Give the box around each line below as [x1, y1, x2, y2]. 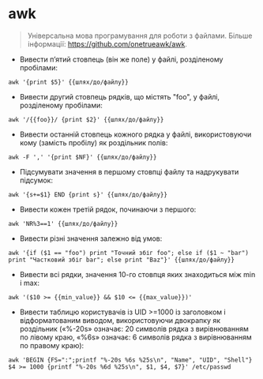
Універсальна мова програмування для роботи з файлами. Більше [27, 31, 253, 40]
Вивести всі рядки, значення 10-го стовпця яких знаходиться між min [19, 269, 256, 279]
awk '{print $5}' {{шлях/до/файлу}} [8, 78, 129, 86]
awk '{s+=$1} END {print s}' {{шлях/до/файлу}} [8, 190, 168, 198]
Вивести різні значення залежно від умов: [19, 234, 163, 243]
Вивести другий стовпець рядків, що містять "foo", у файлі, [19, 92, 220, 101]
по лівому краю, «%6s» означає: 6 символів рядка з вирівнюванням [19, 332, 253, 342]
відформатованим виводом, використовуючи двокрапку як [19, 315, 221, 325]
